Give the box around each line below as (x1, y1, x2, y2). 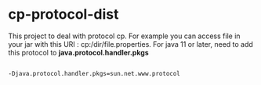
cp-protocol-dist (8, 5, 119, 23)
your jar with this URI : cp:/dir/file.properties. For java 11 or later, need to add (8, 39, 253, 48)
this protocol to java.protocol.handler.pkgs (8, 48, 149, 57)
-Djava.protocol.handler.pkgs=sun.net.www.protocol (8, 69, 180, 77)
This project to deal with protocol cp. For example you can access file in (8, 31, 241, 41)
